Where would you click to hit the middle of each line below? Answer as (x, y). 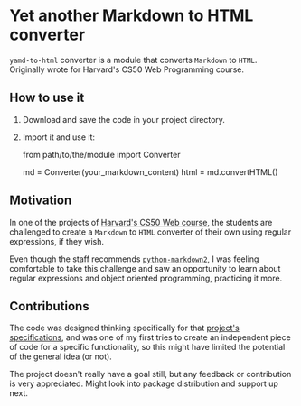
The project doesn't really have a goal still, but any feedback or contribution (150, 374)
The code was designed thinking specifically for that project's (124, 328)
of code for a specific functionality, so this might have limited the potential (147, 347)
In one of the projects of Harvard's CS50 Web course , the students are (141, 222)
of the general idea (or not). (61, 356)
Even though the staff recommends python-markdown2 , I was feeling (134, 259)
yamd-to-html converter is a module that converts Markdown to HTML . (133, 60)
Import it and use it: (59, 137)
